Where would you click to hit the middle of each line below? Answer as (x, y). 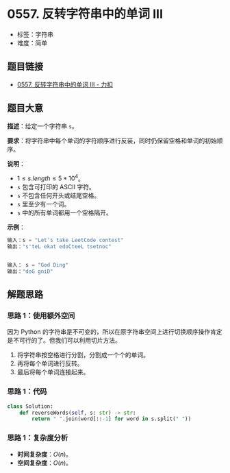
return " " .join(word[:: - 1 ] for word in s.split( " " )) (112, 419)
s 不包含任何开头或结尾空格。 (59, 195)
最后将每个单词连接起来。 (53, 372)
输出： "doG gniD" (30, 271)
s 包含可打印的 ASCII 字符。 (56, 187)
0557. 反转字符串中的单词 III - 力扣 (65, 84)
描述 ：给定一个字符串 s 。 (43, 126)
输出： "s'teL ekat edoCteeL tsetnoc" (59, 247)
